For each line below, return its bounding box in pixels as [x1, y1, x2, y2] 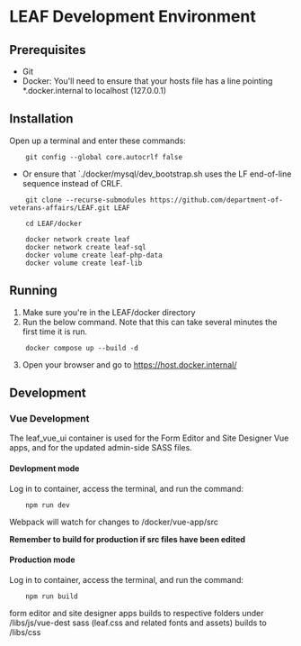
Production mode [9, 554, 75, 565]
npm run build [25, 592, 78, 601]
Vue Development [9, 412, 90, 424]
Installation [9, 111, 74, 127]
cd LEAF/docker [25, 219, 83, 228]
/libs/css [9, 626, 41, 637]
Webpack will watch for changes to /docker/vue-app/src [9, 516, 218, 527]
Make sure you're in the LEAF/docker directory [22, 306, 196, 317]
